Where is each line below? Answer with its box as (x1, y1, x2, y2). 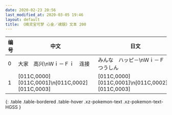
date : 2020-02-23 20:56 (5, 7, 56, 13)
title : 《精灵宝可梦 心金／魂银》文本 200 (5, 21, 87, 27)
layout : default (5, 17, 40, 22)
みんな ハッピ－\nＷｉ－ (98, 57, 160, 64)
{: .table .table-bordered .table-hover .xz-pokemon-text (5, 99, 123, 105)
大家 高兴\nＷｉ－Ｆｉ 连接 (18, 60, 90, 67)
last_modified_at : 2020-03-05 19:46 (5, 12, 83, 17)
